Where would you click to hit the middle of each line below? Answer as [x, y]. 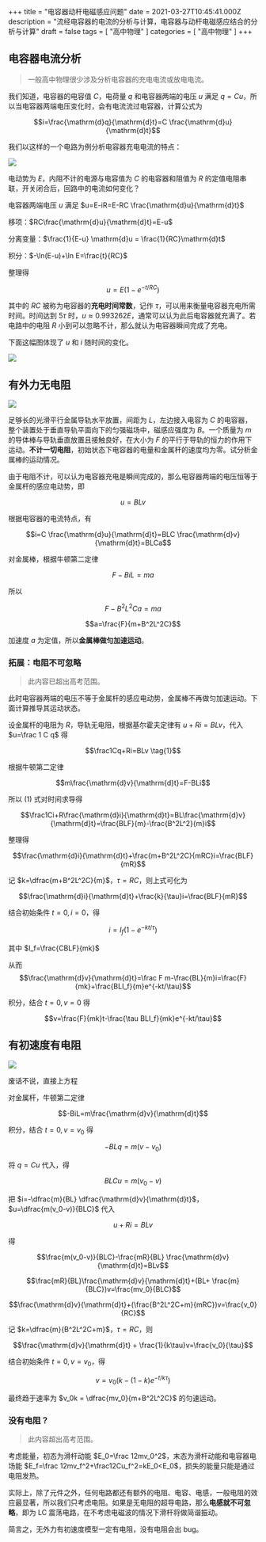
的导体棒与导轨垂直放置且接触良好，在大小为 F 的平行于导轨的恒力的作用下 [130, 440]
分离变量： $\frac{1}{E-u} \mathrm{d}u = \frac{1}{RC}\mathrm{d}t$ [117, 238]
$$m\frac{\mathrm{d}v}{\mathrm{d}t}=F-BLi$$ [133, 783]
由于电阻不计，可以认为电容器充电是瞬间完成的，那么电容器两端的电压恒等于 [133, 477]
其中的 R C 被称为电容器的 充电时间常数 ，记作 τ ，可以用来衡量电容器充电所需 [132, 306]
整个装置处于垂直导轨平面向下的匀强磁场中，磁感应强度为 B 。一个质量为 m [130, 430]
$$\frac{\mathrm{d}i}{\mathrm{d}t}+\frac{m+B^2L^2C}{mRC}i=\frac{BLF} [133, 856]
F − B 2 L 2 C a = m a [133, 608]
